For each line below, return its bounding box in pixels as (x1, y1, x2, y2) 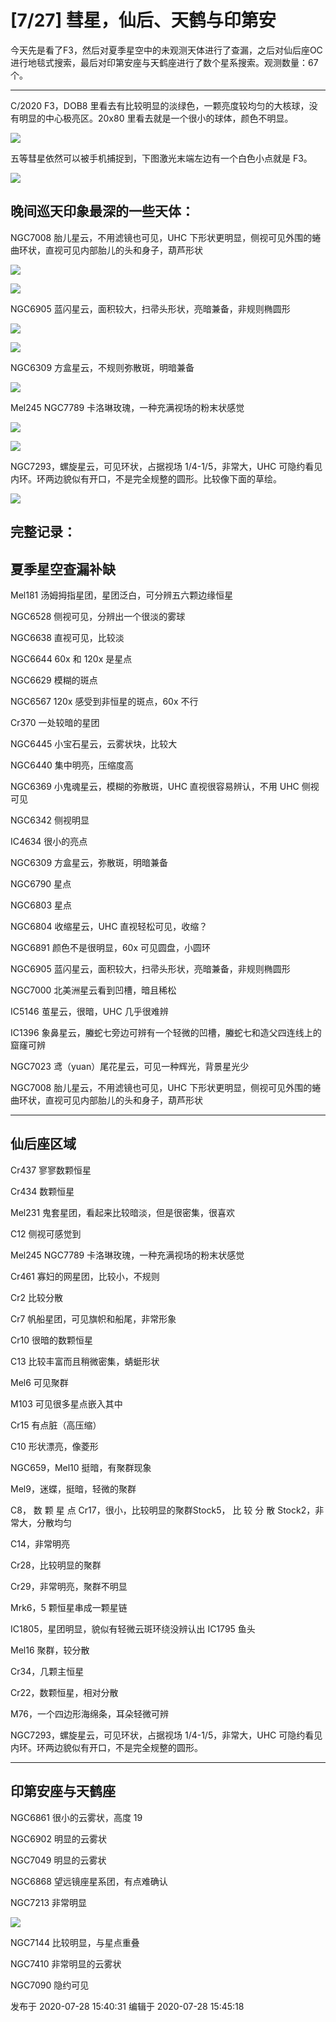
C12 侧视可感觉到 (10, 1227, 82, 1240)
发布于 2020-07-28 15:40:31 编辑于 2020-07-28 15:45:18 (10, 2000, 245, 2012)
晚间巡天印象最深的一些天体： (10, 203, 195, 220)
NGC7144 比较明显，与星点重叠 (10, 1936, 140, 1948)
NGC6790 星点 (10, 877, 72, 890)
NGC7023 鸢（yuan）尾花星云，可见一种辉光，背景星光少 (10, 1060, 250, 1072)
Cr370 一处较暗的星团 (10, 716, 100, 728)
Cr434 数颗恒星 (10, 1185, 75, 1197)
